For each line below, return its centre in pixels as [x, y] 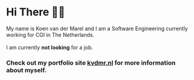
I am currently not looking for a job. [50, 47]
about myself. [26, 70]
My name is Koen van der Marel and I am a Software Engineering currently [97, 28]
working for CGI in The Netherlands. [50, 34]
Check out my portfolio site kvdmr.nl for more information [91, 63]
